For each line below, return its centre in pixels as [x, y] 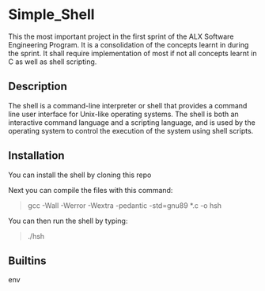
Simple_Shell [51, 15]
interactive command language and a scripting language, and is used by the [132, 122]
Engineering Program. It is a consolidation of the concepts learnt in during [129, 44]
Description [38, 87]
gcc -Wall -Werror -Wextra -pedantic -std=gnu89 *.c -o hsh [125, 205]
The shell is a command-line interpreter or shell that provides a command [128, 105]
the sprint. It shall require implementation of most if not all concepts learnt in [132, 53]
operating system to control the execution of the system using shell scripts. [131, 130]
